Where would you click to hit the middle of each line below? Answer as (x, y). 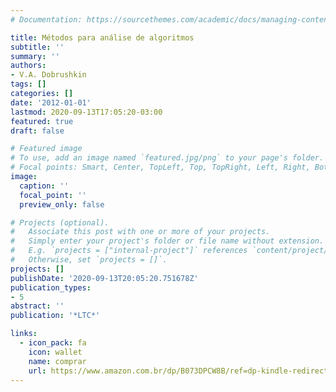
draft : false (37, 131)
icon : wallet (55, 352)
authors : (28, 66)
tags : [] (28, 84)
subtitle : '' (37, 47)
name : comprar (57, 361)
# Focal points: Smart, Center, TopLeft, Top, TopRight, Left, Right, (160, 167)
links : (24, 334)
